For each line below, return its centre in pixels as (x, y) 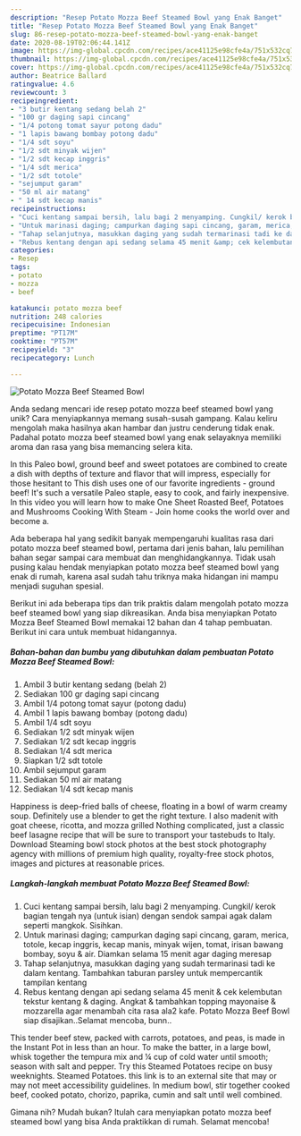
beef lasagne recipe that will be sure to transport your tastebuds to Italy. (143, 835)
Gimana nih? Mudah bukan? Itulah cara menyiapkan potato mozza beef (141, 1112)
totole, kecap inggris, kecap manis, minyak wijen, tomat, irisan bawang (153, 944)
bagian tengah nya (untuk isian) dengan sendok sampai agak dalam (147, 916)
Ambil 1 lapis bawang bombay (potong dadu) (105, 713)
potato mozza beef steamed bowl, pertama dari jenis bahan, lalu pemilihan (147, 547)
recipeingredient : (44, 101)
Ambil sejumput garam (64, 769)
